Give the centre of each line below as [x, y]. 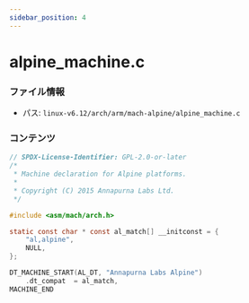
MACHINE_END [31, 289]
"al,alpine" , [50, 240]
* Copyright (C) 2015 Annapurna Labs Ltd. [94, 190]
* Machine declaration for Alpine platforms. [100, 174]
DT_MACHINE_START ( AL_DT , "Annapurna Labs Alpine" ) [106, 273]
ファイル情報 [37, 91]
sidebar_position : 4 [48, 17]
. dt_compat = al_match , [72, 281]
